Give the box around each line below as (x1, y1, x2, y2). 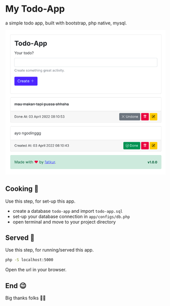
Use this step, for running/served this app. (5, 247, 94, 253)
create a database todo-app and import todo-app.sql (12, 208, 123, 214)
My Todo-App (5, 3, 65, 15)
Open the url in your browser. (5, 267, 67, 273)
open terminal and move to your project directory (12, 218, 116, 225)
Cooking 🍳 (5, 184, 39, 193)
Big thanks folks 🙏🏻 (5, 295, 46, 301)
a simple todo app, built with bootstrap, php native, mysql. (5, 20, 127, 26)
